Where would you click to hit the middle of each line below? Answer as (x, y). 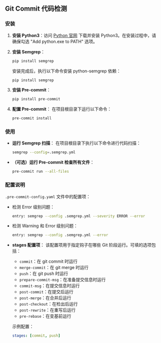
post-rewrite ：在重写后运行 (47, 310)
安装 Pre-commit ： (31, 90)
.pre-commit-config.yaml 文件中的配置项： (48, 197)
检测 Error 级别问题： (33, 207)
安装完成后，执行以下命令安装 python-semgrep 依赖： (66, 71)
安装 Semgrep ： (28, 52)
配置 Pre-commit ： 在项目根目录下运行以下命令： (62, 109)
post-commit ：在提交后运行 (46, 292)
